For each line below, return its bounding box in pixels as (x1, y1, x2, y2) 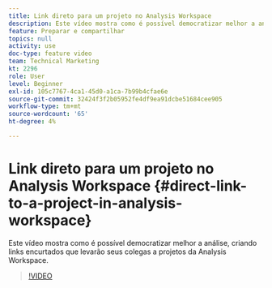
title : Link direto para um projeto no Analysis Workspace (8, 11, 212, 20)
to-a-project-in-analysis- (8, 194, 183, 213)
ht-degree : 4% (8, 118, 57, 126)
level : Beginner (8, 80, 63, 88)
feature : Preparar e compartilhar (8, 27, 125, 35)
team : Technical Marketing (8, 58, 100, 66)
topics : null (8, 34, 53, 43)
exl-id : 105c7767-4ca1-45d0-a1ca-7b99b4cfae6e (8, 87, 168, 96)
